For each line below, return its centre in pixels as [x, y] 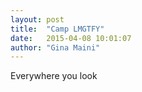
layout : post [37, 19]
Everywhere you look [54, 76]
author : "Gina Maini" [55, 47]
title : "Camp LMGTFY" [57, 29]
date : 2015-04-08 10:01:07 [71, 38]
